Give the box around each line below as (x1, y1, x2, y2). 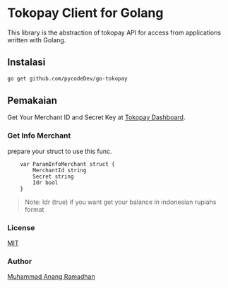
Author (7, 256, 32, 266)
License (7, 222, 35, 232)
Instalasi (7, 56, 46, 68)
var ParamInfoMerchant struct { (20, 160, 115, 167)
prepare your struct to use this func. (7, 147, 112, 155)
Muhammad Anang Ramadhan (7, 272, 95, 281)
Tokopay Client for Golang (7, 5, 164, 21)
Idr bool (32, 179, 59, 186)
